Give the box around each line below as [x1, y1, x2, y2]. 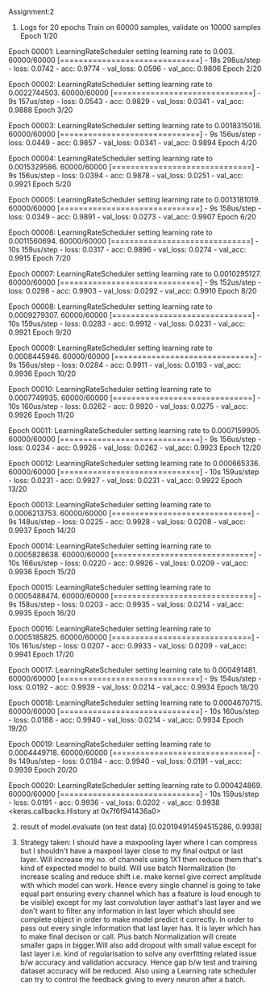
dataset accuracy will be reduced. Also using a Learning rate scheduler [19, 966, 257, 975]
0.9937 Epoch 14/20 [8, 526, 77, 535]
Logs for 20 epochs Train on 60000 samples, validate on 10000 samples [19, 23, 261, 31]
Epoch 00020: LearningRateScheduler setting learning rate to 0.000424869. [8, 781, 263, 790]
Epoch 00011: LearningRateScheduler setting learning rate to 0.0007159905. [8, 426, 262, 435]
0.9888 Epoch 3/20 [8, 105, 73, 115]
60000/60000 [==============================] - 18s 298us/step [8, 56, 261, 65]
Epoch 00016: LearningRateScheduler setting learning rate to [8, 624, 211, 633]
